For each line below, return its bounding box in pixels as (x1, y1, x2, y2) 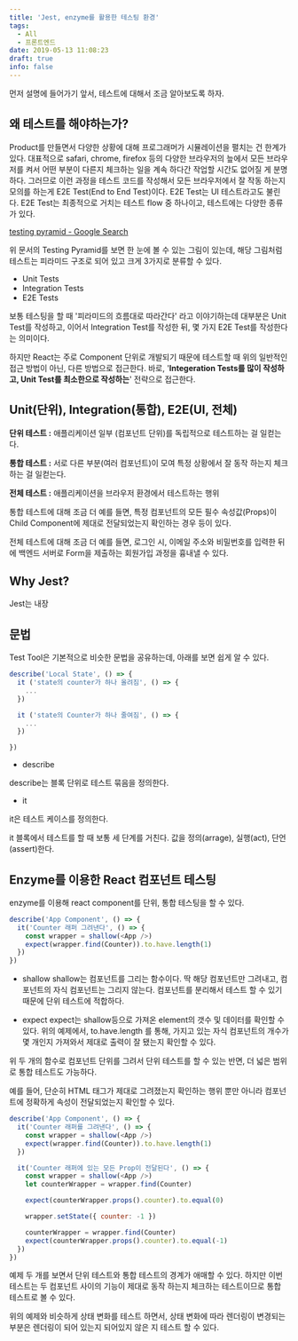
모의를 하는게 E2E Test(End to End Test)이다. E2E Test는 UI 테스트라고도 (9, 186, 264, 196)
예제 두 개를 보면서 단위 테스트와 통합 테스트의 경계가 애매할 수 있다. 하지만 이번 (9, 1270, 284, 1281)
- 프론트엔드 (17, 37, 56, 47)
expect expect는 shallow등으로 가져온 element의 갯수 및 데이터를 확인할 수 (21, 1014, 286, 1026)
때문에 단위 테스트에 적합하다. (21, 996, 125, 1006)
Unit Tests (21, 273, 59, 284)
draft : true (9, 54, 53, 63)
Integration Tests (21, 282, 84, 293)
